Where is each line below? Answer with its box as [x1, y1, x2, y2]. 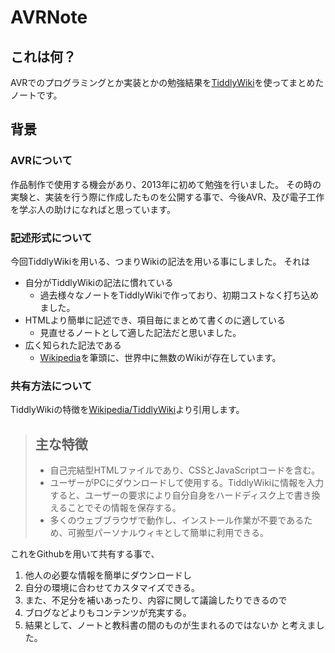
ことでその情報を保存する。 [67, 502, 182, 514]
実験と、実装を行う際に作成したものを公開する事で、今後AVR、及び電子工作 [10, 191, 325, 203]
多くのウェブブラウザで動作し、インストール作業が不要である [49, 514, 305, 526]
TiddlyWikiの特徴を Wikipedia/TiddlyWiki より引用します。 [10, 404, 245, 416]
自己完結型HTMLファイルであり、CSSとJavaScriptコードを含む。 [49, 464, 321, 476]
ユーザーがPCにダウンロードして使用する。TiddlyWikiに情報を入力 [49, 477, 325, 489]
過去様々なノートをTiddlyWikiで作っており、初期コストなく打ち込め [39, 289, 320, 301]
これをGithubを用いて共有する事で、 [10, 548, 160, 560]
